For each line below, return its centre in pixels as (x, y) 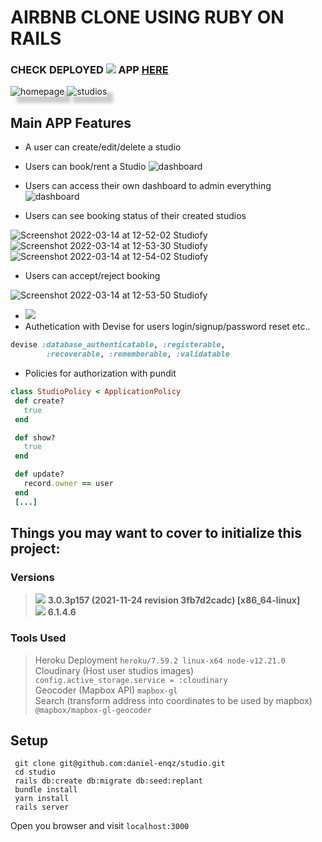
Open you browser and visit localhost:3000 (100, 826)
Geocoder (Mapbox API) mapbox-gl (106, 690)
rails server (42, 807)
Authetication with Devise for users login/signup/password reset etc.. (167, 327)
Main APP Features (71, 122)
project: (35, 549)
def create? (39, 401)
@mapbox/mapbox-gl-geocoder (93, 710)
